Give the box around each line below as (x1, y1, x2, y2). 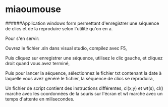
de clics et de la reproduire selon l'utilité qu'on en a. (5, 25, 113, 31)
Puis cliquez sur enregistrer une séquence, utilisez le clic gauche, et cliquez (5, 55, 163, 61)
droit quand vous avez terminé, (5, 60, 70, 66)
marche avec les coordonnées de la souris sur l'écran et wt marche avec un (5, 90, 163, 96)
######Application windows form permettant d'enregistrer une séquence (5, 20, 159, 26)
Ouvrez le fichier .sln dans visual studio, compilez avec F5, (5, 45, 127, 51)
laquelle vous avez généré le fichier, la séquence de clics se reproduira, (5, 75, 154, 81)
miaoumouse (5, 4, 62, 15)
